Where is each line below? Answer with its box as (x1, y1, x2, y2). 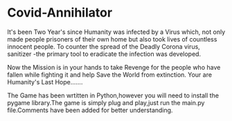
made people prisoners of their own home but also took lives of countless (7, 35, 217, 43)
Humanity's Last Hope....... (7, 77, 83, 86)
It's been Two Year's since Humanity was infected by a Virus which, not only (7, 28, 226, 36)
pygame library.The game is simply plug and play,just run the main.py (7, 98, 205, 106)
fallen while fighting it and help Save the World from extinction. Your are (7, 71, 213, 79)
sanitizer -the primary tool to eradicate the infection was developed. (7, 50, 202, 58)
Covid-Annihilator (7, 5, 113, 21)
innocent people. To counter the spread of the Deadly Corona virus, (7, 42, 201, 50)
